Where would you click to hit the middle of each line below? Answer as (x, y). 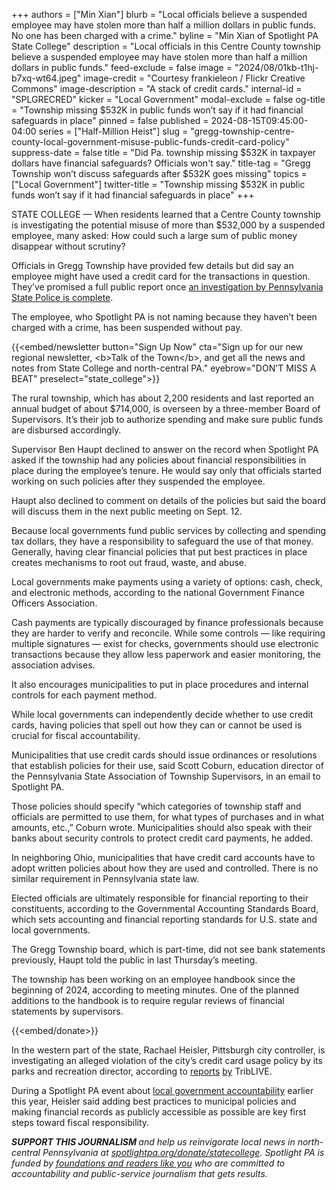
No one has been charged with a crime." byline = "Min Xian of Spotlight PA (165, 35)
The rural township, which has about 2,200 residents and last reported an (162, 398)
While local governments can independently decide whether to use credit (162, 714)
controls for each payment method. (84, 695)
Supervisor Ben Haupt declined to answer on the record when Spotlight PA (165, 449)
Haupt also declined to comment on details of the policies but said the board (168, 500)
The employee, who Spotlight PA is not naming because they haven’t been (164, 317)
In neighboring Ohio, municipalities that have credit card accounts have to (163, 857)
